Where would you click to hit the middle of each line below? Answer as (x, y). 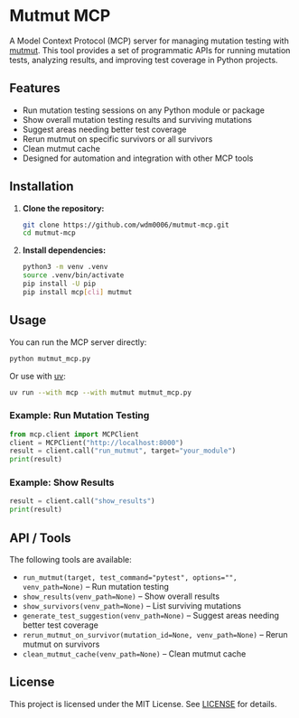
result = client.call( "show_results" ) (82, 501)
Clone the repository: (63, 208)
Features (35, 88)
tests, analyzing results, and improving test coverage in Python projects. (144, 60)
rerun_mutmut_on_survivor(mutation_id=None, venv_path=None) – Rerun (155, 635)
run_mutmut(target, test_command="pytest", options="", (130, 578)
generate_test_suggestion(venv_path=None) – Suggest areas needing (151, 616)
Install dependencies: (64, 250)
